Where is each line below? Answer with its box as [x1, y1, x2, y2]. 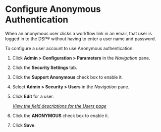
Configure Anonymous [5, 3, 101, 15]
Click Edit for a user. [12, 93, 54, 99]
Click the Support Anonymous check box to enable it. [12, 74, 123, 80]
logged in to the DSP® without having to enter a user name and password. [5, 36, 156, 42]
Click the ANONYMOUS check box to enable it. [12, 113, 109, 119]
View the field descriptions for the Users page [12, 103, 107, 109]
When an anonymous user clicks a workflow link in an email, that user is [5, 30, 152, 36]
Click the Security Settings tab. [12, 65, 78, 70]
